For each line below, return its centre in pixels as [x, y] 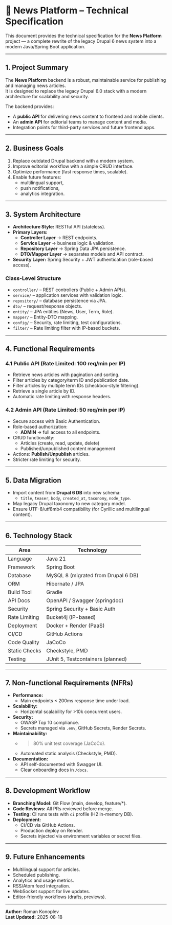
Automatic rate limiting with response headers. [62, 397]
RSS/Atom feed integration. [41, 886]
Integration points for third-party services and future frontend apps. [84, 127]
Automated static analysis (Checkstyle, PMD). [69, 754]
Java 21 [56, 559]
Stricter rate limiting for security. [47, 459]
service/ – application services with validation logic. [68, 295]
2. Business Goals [35, 148]
